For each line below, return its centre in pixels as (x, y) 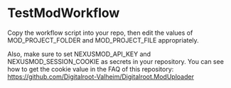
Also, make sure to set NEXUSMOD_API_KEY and (79, 54)
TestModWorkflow (64, 13)
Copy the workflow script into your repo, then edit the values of (100, 33)
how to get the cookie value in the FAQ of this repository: (91, 69)
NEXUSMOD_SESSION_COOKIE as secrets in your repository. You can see (116, 61)
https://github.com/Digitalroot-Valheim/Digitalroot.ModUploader (101, 77)
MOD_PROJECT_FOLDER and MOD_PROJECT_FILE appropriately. (103, 40)
